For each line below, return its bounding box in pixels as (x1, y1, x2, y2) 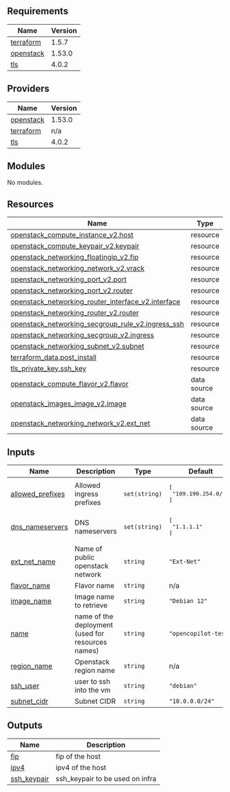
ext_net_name (10, 557, 56, 567)
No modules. (7, 178, 43, 187)
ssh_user (10, 681, 40, 691)
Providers (7, 83, 50, 95)
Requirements (7, 5, 68, 17)
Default (188, 467, 214, 476)
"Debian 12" (168, 597, 208, 605)
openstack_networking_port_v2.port (10, 275, 127, 284)
